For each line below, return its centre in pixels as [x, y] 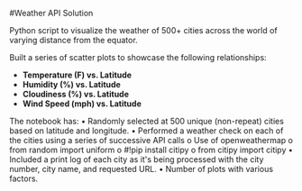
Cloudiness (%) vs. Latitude [75, 94]
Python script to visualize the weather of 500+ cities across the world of [143, 30]
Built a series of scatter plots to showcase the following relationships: [138, 57]
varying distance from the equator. [73, 40]
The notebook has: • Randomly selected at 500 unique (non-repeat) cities [146, 121]
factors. [24, 178]
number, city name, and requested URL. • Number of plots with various [141, 169]
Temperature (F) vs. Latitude [77, 75]
